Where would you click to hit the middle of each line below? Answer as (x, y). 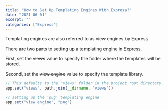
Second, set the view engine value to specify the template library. (74, 74)
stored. (13, 64)
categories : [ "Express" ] (32, 24)
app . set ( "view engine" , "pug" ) (39, 102)
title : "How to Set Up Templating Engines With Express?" (68, 10)
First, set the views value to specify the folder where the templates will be (83, 59)
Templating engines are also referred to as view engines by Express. (77, 39)
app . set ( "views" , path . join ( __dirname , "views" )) (59, 88)
